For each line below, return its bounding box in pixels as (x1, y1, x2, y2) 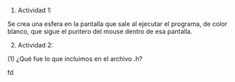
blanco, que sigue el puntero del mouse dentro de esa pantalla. (7, 28, 193, 35)
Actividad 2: (17, 41, 53, 49)
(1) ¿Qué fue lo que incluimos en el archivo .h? (7, 54, 142, 63)
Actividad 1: (17, 6, 52, 14)
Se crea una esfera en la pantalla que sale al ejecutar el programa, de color (7, 20, 228, 28)
